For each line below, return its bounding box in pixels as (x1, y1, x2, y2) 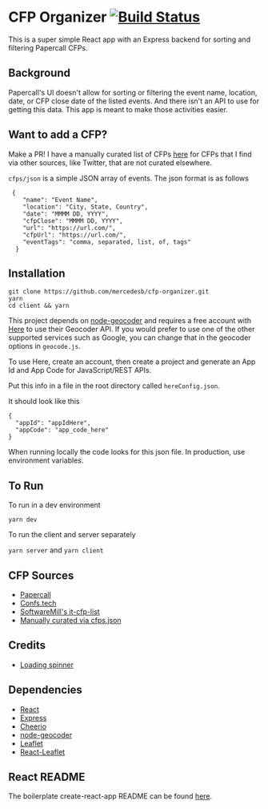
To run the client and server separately (8, 530, 136, 540)
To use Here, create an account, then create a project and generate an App (8, 357, 256, 366)
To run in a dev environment (8, 500, 102, 510)
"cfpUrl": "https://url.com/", (22, 231, 127, 239)
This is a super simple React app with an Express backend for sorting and (8, 34, 250, 44)
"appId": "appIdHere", (15, 419, 91, 427)
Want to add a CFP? (8, 128, 108, 142)
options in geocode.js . (8, 342, 82, 351)
